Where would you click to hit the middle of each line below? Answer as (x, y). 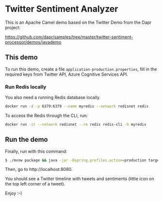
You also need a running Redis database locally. (53, 98)
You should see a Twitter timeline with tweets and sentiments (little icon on (80, 179)
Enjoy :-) (14, 193)
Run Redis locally (26, 87)
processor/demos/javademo (33, 42)
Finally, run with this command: (36, 151)
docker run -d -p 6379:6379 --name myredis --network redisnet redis (77, 106)
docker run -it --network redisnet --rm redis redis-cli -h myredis (76, 124)
